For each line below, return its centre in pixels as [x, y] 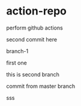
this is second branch [33, 74]
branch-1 [17, 51]
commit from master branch [41, 86]
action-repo [37, 11]
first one [16, 63]
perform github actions [34, 28]
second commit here [32, 39]
